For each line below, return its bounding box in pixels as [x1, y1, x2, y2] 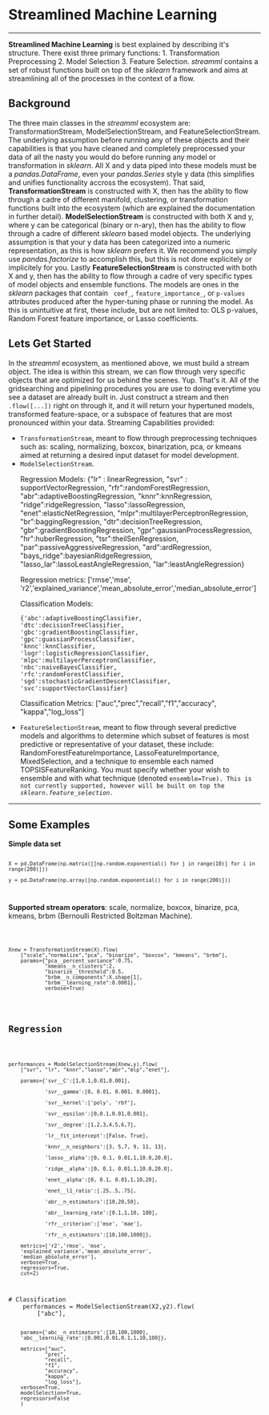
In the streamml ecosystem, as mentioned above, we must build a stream [8, 358, 250, 367]
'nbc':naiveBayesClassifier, [19, 663, 118, 671]
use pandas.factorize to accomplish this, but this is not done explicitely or [8, 254, 252, 263]
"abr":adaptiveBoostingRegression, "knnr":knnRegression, [19, 491, 213, 501]
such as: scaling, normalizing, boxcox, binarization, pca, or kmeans [19, 442, 242, 451]
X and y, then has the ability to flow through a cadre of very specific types [8, 271, 253, 281]
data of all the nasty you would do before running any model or [8, 152, 216, 162]
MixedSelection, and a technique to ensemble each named [19, 756, 214, 766]
